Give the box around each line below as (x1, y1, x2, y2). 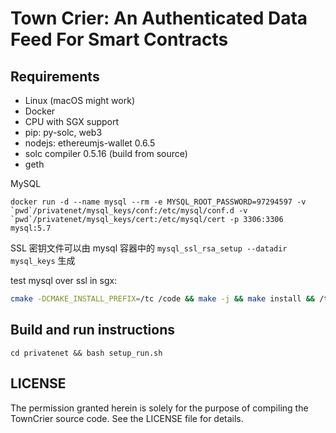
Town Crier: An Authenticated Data (10, 7, 308, 30)
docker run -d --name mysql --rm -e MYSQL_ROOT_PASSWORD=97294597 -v (10, 197, 307, 207)
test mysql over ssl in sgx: (10, 275, 118, 286)
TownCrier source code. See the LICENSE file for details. (10, 412, 244, 424)
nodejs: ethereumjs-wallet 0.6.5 (24, 137, 156, 149)
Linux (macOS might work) (24, 95, 136, 106)
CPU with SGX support (24, 116, 120, 127)
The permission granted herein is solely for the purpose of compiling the (10, 402, 309, 414)
